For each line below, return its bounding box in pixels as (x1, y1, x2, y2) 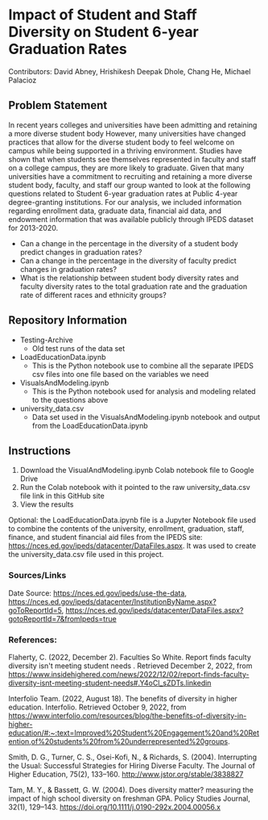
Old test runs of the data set (31, 343, 126, 353)
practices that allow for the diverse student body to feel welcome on (8, 137, 235, 147)
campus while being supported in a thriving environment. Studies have (8, 145, 243, 155)
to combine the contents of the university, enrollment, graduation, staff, (8, 524, 245, 533)
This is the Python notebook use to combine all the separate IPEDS (31, 361, 254, 370)
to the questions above (31, 395, 109, 404)
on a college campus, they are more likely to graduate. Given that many (8, 163, 245, 173)
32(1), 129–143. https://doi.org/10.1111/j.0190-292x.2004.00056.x (8, 801, 221, 812)
